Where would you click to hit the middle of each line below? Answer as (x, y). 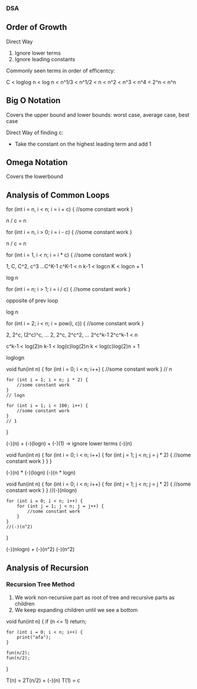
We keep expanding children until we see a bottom (76, 610)
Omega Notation (37, 162)
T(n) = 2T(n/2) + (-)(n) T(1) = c (43, 680)
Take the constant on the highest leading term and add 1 (83, 144)
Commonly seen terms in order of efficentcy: (61, 70)
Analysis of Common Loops (58, 195)
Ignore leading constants (45, 59)
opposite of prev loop (32, 301)
